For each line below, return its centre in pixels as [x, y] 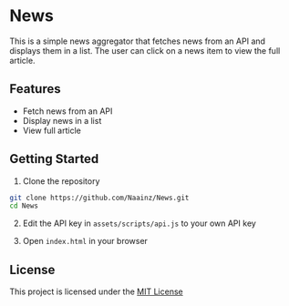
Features [35, 89]
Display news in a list [62, 120]
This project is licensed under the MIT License [97, 291]
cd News [24, 206]
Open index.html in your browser [85, 241]
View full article [52, 130]
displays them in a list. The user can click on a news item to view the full [145, 50]
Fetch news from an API [67, 111]
